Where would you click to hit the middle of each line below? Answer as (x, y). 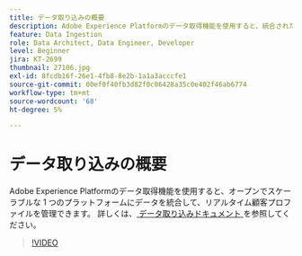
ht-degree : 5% (36, 110)
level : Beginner (40, 51)
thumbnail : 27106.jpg (50, 68)
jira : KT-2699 (36, 59)
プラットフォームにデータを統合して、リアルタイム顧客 (166, 202)
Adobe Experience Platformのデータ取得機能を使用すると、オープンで (138, 191)
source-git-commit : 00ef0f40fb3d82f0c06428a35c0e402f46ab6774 (128, 84)
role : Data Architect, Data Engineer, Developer (102, 43)
